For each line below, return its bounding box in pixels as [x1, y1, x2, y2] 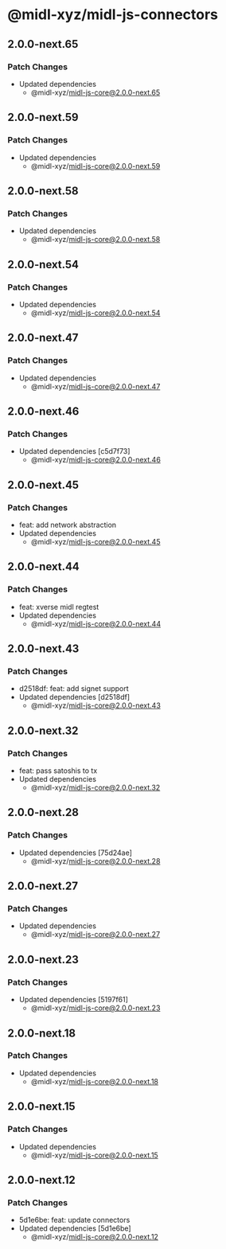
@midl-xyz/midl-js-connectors [7, 6, 219, 24]
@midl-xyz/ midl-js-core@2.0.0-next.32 [30, 783, 161, 793]
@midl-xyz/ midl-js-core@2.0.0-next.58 [30, 235, 161, 244]
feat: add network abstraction [18, 520, 117, 529]
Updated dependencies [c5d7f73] [18, 447, 131, 456]
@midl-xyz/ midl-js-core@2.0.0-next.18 [30, 1076, 158, 1086]
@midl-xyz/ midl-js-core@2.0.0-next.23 [30, 1003, 161, 1013]
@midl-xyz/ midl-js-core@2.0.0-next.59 [30, 161, 161, 170]
